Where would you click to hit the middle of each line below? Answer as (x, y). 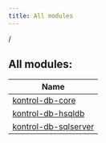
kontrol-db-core (44, 100)
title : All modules (41, 16)
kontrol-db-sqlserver (53, 127)
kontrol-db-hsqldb (49, 114)
